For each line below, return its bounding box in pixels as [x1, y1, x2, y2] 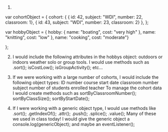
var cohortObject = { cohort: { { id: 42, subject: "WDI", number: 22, [5, 14, 143, 20]
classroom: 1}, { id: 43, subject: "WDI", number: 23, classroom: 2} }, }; [5, 20, 149, 25]
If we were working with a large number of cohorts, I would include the [12, 74, 159, 80]
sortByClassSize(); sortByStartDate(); [12, 95, 90, 101]
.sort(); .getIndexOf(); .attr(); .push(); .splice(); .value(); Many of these [12, 110, 156, 116]
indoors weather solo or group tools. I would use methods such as [12, 59, 149, 65]
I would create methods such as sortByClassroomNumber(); [12, 90, 137, 96]
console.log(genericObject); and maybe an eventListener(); [12, 121, 135, 127]
